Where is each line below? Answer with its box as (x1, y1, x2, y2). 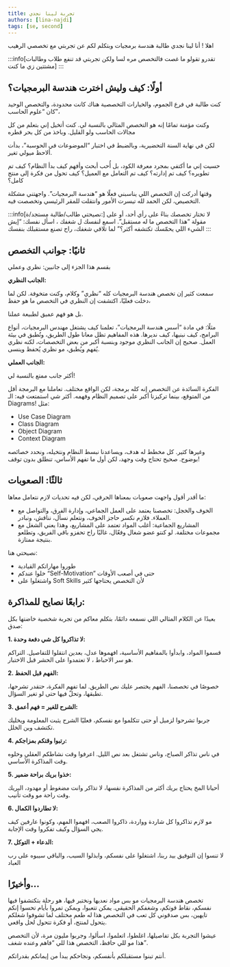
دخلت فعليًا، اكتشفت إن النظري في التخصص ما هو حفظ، (8, 297, 151, 305)
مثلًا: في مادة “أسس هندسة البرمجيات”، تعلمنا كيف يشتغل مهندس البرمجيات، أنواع (8, 323, 216, 331)
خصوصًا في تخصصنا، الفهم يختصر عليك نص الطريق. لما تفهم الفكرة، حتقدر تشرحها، (8, 682, 220, 690)
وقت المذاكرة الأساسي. (8, 757, 68, 765)
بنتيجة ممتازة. (17, 535, 53, 543)
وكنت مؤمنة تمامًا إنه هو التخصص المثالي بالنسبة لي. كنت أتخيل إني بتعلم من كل (8, 121, 209, 129)
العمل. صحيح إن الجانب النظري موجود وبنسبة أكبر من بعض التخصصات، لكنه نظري (8, 338, 216, 346)
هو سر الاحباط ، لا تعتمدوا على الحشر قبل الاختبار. (8, 655, 133, 664)
